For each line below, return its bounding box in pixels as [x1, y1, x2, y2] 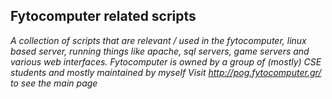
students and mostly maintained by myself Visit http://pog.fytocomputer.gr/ [10, 66, 322, 78]
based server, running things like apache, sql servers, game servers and [10, 45, 310, 57]
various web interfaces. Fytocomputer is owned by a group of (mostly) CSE [10, 55, 322, 68]
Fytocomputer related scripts [10, 8, 197, 25]
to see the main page [10, 77, 98, 89]
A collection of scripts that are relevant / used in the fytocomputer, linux [10, 34, 307, 46]
